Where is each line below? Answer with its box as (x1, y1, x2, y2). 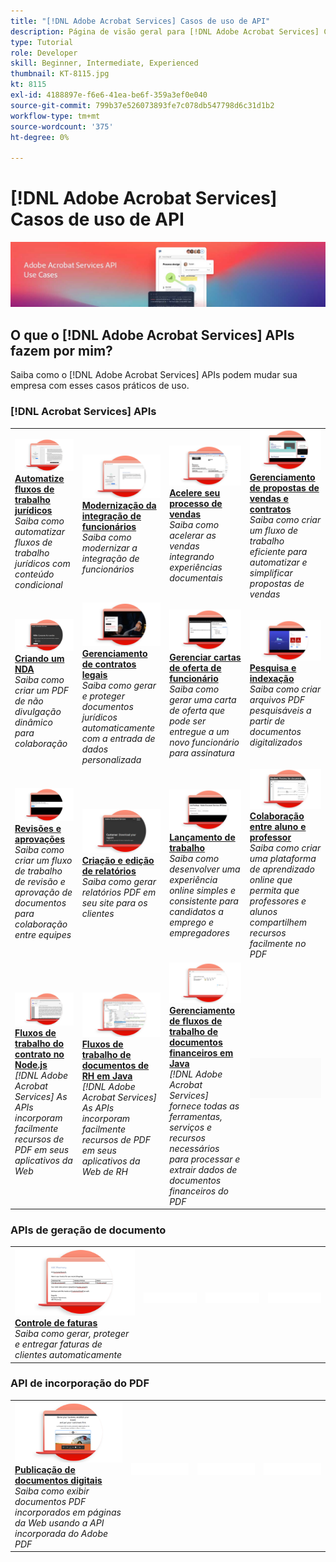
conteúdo (14, 568, 55, 580)
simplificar (249, 566, 293, 579)
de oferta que (169, 704, 226, 716)
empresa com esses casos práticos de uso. (10, 380, 190, 392)
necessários (169, 1142, 220, 1154)
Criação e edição (81, 854, 155, 866)
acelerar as (169, 530, 217, 542)
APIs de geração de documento (10, 1223, 167, 1237)
